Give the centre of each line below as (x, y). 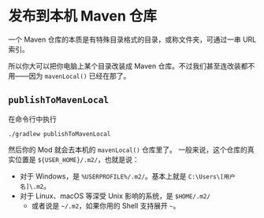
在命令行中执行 (32, 119)
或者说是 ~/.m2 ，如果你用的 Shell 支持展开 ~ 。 (106, 205)
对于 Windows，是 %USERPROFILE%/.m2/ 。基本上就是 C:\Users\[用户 (127, 176)
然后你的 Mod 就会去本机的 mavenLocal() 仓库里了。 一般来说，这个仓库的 (128, 150)
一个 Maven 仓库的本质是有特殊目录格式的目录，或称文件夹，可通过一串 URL (132, 39)
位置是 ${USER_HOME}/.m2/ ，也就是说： (77, 159)
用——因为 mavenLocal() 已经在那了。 (69, 76)
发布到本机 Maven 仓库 (83, 16)
